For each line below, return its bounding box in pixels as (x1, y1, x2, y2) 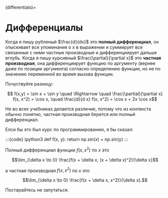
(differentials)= (5, 5, 36, 10)
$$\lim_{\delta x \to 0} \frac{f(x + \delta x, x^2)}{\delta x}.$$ (22, 177, 148, 183)
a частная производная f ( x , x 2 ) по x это (5, 167, 90, 174)
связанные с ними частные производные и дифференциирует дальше (5, 49, 157, 55)
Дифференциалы (5, 22, 83, 33)
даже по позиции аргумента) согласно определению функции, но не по (5, 65, 161, 71)
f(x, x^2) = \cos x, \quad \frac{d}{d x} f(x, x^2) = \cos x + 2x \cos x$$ (12, 96, 158, 102)
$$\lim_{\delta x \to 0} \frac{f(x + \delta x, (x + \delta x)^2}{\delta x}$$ (12, 156, 158, 163)
